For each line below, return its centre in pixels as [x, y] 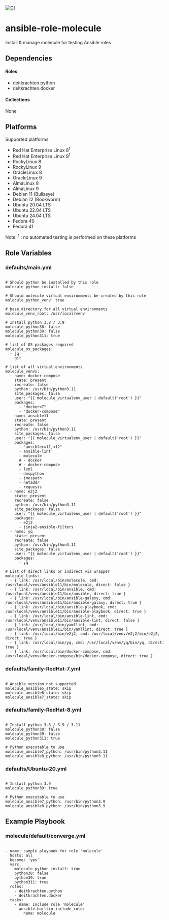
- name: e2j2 [24, 492]
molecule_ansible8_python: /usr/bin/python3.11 [57, 756]
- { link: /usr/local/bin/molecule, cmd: [54, 580]
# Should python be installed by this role [52, 283]
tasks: [17, 900]
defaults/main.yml [28, 267]
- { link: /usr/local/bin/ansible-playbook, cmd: [63, 607]
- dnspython [31, 474]
